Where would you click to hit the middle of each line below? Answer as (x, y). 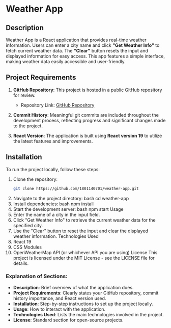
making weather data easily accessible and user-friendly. (66, 61)
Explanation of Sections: (37, 277)
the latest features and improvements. (53, 141)
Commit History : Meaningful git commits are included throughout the (86, 115)
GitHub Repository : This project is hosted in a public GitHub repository (88, 90)
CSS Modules (27, 247)
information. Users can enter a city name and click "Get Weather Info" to (83, 45)
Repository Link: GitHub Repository (58, 105)
